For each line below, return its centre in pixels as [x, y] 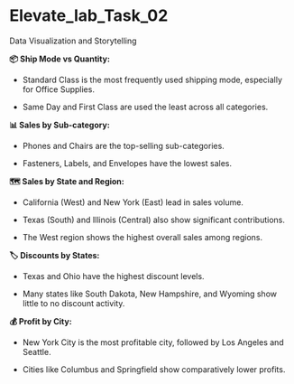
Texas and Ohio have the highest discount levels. [113, 276]
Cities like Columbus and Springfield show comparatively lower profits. [154, 369]
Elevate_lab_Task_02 [89, 16]
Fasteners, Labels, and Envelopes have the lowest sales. [127, 163]
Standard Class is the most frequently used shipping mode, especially [152, 80]
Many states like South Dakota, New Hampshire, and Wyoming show [150, 294]
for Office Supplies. [58, 89]
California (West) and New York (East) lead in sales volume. [133, 202]
